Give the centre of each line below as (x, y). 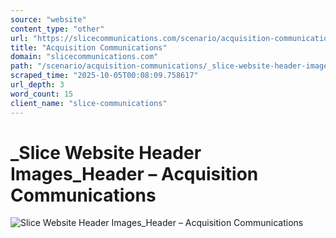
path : (21, 66)
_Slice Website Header (106, 152)
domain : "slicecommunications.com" (84, 57)
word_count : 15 (42, 94)
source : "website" (48, 19)
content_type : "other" (57, 29)
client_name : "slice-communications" (89, 103)
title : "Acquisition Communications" (89, 47)
